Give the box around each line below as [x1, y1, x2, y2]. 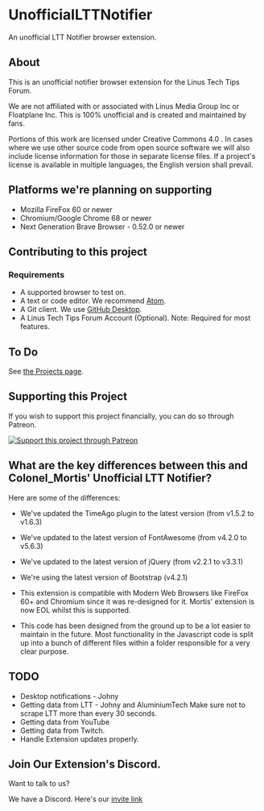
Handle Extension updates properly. [19, 734, 139, 743]
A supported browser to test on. [19, 288, 126, 297]
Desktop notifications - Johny [19, 691, 119, 701]
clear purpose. [19, 647, 69, 656]
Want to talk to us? [8, 779, 70, 788]
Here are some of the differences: [8, 493, 121, 502]
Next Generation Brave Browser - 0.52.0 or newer [19, 222, 185, 231]
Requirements [8, 268, 65, 280]
